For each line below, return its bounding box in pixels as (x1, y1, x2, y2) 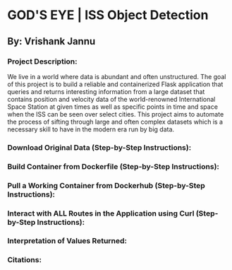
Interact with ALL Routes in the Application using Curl (7, 209, 195, 218)
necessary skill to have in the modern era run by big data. (7, 124, 175, 134)
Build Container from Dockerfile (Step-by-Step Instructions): (7, 161, 220, 171)
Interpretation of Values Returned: (7, 236, 128, 246)
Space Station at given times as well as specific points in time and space (7, 102, 219, 111)
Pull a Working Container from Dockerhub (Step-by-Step (7, 180, 206, 190)
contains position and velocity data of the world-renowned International (7, 95, 216, 103)
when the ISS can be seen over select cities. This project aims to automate (7, 110, 224, 118)
